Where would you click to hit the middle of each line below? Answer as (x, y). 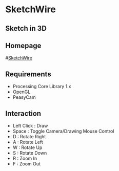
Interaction (23, 113)
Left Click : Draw (30, 126)
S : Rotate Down (30, 153)
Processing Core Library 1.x (42, 87)
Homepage (23, 45)
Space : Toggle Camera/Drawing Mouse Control (63, 131)
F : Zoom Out (27, 164)
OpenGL (22, 92)
